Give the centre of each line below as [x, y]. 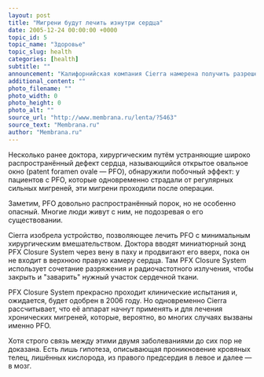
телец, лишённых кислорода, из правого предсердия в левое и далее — [130, 357]
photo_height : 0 [35, 103]
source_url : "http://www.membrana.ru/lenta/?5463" [93, 118]
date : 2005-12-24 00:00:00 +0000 [63, 30]
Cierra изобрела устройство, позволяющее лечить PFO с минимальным [129, 235]
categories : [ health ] [44, 60]
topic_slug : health [40, 52]
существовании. [35, 220]
